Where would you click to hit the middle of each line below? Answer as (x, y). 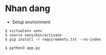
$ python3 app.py (23, 48)
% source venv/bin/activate (34, 35)
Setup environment (31, 22)
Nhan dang (28, 9)
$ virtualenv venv (24, 31)
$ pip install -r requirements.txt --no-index (53, 39)
